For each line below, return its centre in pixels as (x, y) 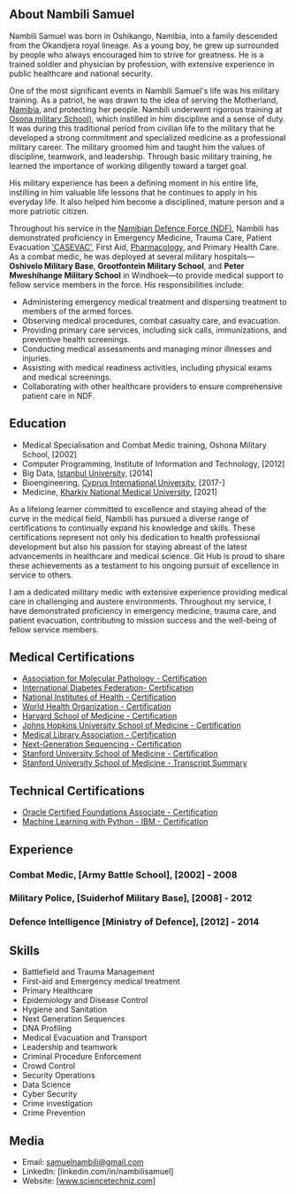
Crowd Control (49, 1066)
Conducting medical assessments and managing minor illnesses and (147, 348)
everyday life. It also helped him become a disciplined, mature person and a (147, 202)
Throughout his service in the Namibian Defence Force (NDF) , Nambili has (144, 228)
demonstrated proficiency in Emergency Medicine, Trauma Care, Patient (140, 237)
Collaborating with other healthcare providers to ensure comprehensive (152, 386)
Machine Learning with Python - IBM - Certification (115, 822)
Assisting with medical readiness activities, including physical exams (147, 367)
